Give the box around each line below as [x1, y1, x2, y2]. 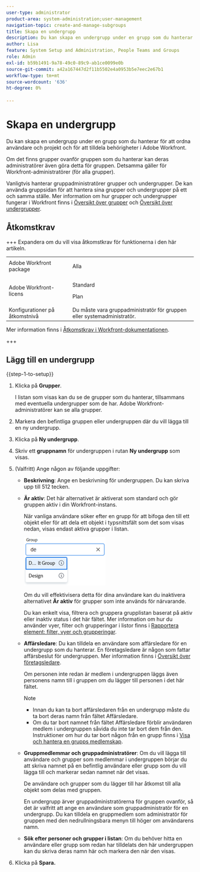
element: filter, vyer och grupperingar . [23, 628, 117, 636]
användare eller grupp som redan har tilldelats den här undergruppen [23, 842, 193, 849]
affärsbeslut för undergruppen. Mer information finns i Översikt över [23, 652, 190, 660]
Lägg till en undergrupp [6, 355, 95, 365]
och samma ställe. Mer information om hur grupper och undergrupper [6, 192, 177, 199]
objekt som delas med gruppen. [23, 787, 102, 794]
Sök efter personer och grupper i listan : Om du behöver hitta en [23, 835, 183, 842]
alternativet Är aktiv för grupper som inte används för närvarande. [23, 597, 186, 605]
